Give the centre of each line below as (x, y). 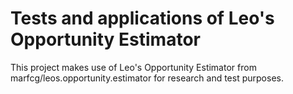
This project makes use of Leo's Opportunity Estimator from (133, 67)
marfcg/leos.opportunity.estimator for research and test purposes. (147, 78)
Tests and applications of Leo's (142, 18)
